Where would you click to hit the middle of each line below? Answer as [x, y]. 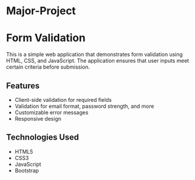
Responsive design [38, 118]
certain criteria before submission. [48, 67]
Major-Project [41, 11]
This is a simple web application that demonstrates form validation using [95, 54]
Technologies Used [42, 137]
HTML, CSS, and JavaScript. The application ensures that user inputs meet [98, 61]
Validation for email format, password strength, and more [84, 106]
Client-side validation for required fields [63, 99]
